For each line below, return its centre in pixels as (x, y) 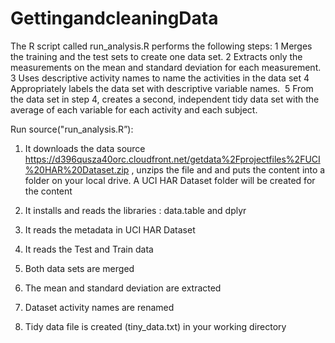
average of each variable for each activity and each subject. (134, 109)
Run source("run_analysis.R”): (72, 129)
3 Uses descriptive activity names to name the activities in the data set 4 (160, 78)
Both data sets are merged (79, 268)
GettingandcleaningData (114, 18)
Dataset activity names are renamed (99, 307)
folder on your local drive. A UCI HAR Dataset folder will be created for (170, 180)
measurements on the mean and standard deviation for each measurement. (166, 67)
